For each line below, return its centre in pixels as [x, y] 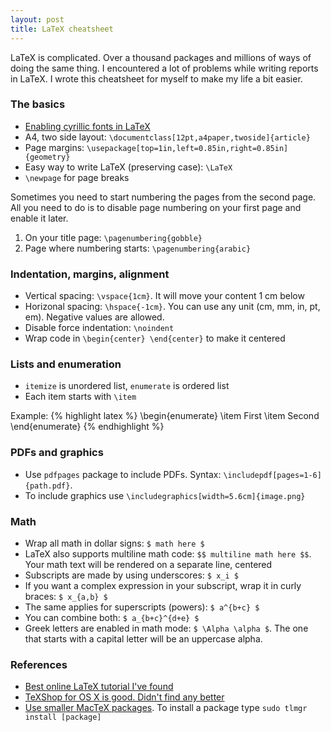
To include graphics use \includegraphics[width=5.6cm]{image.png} [165, 495]
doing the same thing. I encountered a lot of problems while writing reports [164, 68]
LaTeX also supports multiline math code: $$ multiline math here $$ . [168, 553]
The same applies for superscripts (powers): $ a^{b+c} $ [142, 607]
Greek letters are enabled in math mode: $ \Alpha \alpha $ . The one [166, 628]
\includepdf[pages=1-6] [272, 475]
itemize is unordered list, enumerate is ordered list [127, 386]
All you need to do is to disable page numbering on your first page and [156, 207]
